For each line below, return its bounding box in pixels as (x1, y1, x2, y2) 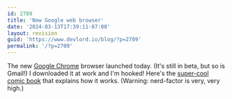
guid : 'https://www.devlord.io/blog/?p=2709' (7, 36, 141, 43)
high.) (7, 84, 24, 92)
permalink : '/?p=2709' (7, 43, 73, 49)
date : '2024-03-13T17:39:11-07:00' (7, 23, 111, 30)
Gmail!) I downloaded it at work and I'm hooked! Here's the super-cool (7, 69, 209, 77)
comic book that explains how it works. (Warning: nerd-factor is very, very (7, 77, 221, 84)
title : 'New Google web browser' (7, 17, 105, 24)
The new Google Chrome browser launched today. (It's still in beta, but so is (7, 62, 225, 70)
